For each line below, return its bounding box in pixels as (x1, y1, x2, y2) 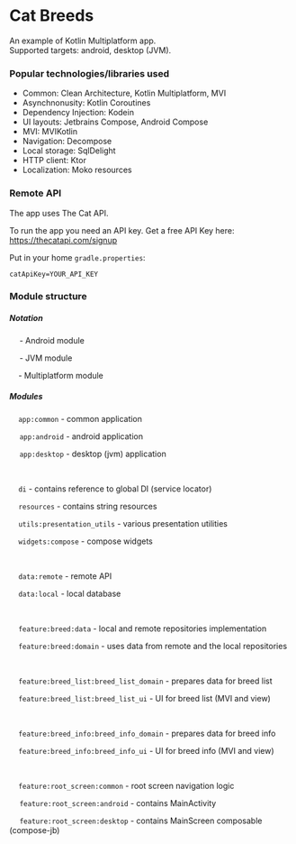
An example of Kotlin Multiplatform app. (9, 35, 157, 46)
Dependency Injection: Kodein (22, 107, 135, 118)
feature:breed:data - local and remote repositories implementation (17, 623, 267, 634)
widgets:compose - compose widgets (17, 536, 153, 546)
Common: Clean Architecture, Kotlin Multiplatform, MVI (22, 87, 227, 99)
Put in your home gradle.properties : (9, 252, 146, 262)
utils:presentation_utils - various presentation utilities (17, 518, 228, 529)
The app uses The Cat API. (9, 207, 109, 218)
